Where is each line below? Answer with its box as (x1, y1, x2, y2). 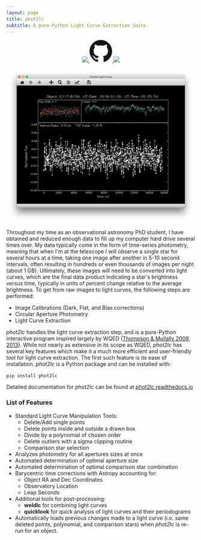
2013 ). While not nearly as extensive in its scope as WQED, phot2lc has (6, 341, 182, 348)
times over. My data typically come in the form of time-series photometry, (6, 241, 188, 249)
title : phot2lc (6, 16, 44, 22)
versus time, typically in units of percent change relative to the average (6, 280, 182, 287)
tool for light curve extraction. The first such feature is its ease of (6, 354, 167, 362)
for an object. (25, 527, 58, 534)
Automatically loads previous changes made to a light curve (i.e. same (14, 514, 189, 521)
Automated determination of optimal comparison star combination (14, 463, 178, 470)
